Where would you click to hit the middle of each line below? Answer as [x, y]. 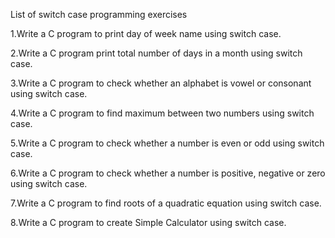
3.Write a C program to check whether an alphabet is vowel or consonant [161, 83]
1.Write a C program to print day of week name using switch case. [146, 33]
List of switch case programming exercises [99, 14]
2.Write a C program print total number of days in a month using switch [156, 53]
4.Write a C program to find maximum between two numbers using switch [162, 113]
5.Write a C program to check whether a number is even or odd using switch [167, 143]
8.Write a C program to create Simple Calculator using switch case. [148, 222]
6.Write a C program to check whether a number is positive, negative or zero [168, 173]
